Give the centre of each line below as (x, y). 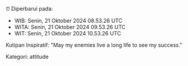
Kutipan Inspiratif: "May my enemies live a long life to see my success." (94, 45)
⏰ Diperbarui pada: (30, 9)
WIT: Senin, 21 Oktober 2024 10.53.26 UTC (67, 33)
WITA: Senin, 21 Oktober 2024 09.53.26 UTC (70, 27)
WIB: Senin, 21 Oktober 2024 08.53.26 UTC (68, 21)
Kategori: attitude (27, 57)
